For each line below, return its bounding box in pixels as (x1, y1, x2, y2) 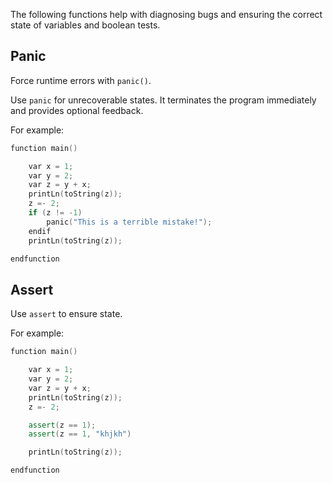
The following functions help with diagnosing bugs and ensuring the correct (10, 9, 323, 20)
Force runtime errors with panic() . (10, 74, 152, 86)
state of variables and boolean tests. (10, 19, 161, 31)
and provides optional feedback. (10, 104, 144, 116)
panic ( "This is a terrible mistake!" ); (46, 217, 213, 227)
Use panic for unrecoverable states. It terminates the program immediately (10, 94, 317, 106)
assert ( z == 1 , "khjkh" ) (28, 429, 132, 439)
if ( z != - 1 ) (28, 208, 83, 218)
